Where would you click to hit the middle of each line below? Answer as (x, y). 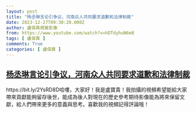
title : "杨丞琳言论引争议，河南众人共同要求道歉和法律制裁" (70, 17)
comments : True (24, 44)
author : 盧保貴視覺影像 (32, 28)
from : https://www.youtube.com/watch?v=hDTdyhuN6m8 (70, 33)
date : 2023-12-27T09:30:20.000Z (45, 22)
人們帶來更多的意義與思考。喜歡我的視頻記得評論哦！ (85, 104)
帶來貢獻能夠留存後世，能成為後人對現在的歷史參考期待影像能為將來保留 (93, 97)
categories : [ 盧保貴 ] (34, 50)
